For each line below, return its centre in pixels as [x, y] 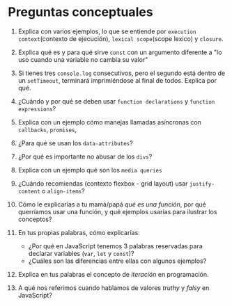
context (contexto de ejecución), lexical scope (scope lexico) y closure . [121, 38]
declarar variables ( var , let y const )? [81, 253]
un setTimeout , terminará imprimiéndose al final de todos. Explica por [117, 80]
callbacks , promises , [47, 129]
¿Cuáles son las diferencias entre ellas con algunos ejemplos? [117, 261]
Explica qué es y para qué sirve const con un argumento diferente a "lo [120, 52]
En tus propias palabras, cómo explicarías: [79, 232]
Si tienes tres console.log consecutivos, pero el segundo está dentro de [122, 73]
